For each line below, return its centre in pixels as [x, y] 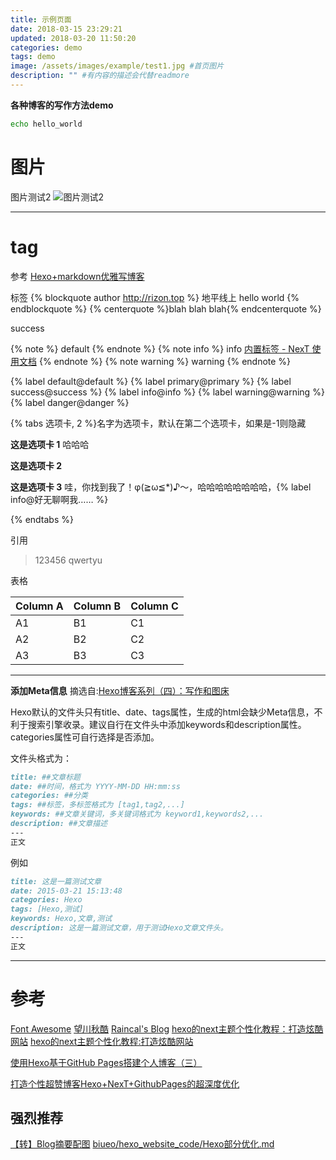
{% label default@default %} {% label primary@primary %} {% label [151, 381]
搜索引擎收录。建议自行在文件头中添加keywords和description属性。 [167, 724]
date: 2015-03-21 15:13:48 [66, 891]
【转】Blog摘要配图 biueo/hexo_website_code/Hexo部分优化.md [142, 1144]
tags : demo [33, 57]
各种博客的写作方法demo [62, 105]
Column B [97, 606]
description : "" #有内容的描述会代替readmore [100, 76]
